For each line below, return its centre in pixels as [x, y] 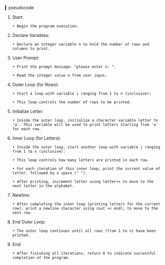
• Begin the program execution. [45, 26]
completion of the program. [41, 258]
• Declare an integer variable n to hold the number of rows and [81, 44]
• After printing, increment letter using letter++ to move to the [83, 182]
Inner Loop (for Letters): [37, 138]
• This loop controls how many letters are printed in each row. [81, 160]
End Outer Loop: [29, 222]
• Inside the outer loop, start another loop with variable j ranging [86, 147]
